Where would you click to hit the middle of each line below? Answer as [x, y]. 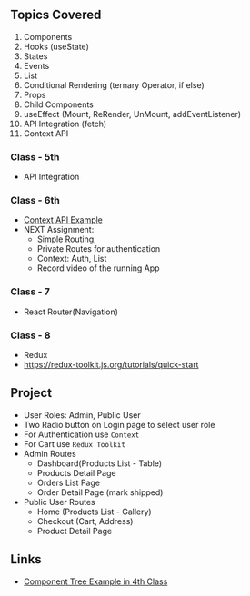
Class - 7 [30, 292]
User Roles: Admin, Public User [82, 415]
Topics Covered [56, 15]
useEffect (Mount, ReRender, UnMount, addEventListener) [132, 114]
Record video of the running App [98, 268]
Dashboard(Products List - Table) [100, 463]
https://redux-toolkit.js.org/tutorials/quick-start [111, 364]
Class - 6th [35, 201]
